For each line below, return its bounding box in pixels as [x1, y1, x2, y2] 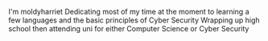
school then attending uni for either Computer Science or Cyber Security [8, 24, 249, 33]
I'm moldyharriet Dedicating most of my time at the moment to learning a [8, 7, 249, 16]
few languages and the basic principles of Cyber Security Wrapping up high [8, 15, 260, 25]
